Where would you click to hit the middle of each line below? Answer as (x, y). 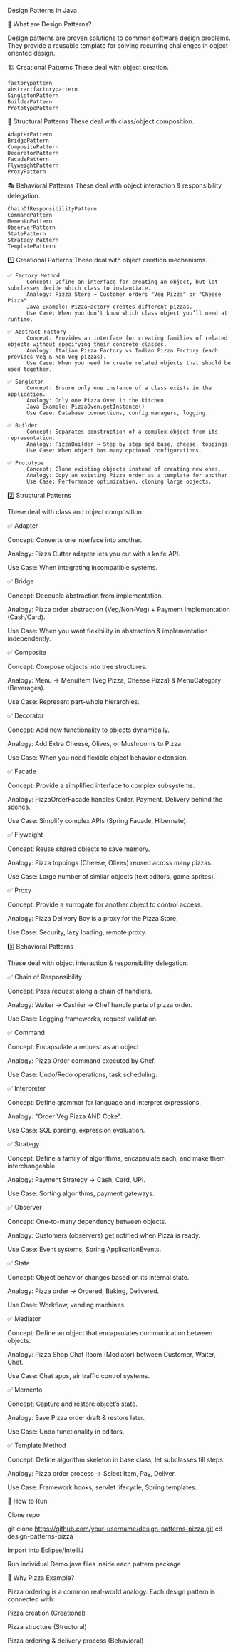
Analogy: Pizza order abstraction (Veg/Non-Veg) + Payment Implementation (119, 610)
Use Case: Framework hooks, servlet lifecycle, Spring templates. (102, 1487)
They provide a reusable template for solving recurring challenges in (108, 45)
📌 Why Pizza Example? (41, 1578)
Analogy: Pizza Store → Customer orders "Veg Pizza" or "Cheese (124, 295)
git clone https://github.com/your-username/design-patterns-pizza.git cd (115, 1529)
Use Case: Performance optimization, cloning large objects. (119, 481)
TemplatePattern (31, 246)
